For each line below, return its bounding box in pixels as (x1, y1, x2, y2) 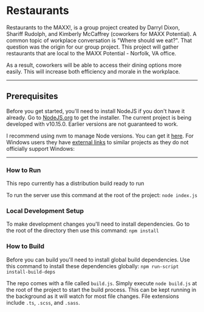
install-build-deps (6, 269, 56, 275)
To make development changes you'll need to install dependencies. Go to (6, 220, 190, 228)
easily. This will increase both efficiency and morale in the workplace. (6, 68, 180, 75)
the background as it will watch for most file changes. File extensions (6, 293, 179, 300)
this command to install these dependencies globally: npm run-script (6, 262, 179, 269)
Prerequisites (6, 91, 58, 102)
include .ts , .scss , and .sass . (6, 299, 80, 306)
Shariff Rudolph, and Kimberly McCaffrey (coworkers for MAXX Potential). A (6, 30, 197, 37)
